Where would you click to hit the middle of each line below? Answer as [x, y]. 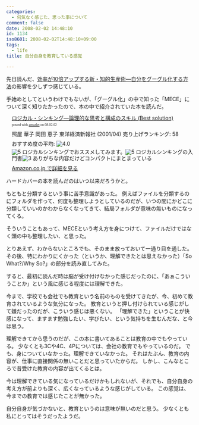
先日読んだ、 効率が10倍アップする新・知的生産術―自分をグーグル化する [95, 79]
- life [20, 51]
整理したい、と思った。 [61, 236]
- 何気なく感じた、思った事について [50, 17]
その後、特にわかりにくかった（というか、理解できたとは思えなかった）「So [99, 256]
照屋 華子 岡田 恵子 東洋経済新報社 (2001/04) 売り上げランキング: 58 [95, 134]
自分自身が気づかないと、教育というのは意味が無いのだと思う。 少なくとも [98, 408]
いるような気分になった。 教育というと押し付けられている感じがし [108, 304]
